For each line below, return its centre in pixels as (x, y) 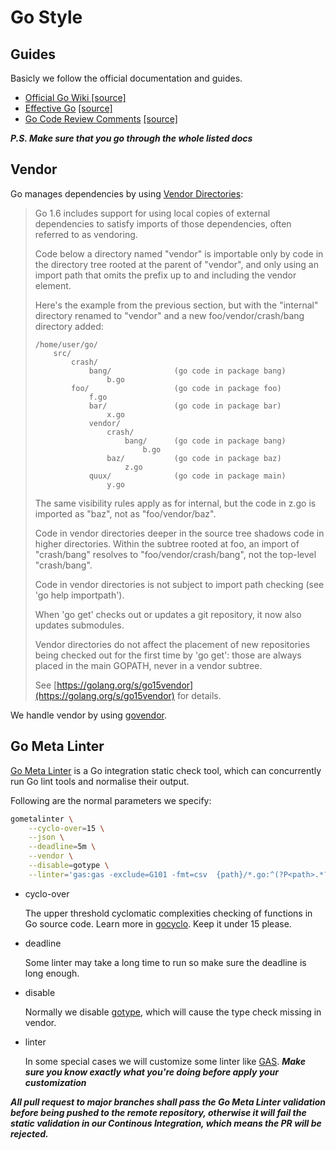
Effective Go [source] (68, 108)
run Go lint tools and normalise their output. (100, 781)
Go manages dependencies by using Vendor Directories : (127, 193)
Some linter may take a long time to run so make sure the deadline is (165, 962)
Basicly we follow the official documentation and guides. (126, 78)
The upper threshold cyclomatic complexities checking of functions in (168, 913)
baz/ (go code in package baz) (194, 458)
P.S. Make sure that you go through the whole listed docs (131, 138)
